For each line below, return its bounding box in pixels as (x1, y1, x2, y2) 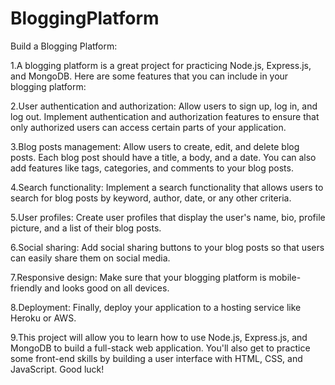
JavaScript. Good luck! (10, 363, 105, 375)
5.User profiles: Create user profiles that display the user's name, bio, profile (10, 211, 326, 223)
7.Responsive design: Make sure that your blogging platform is (10, 271, 267, 283)
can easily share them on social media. (10, 252, 171, 264)
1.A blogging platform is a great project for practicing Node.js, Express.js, (10, 59, 312, 71)
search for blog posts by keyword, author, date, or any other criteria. (10, 192, 292, 204)
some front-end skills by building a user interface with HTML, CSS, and (10, 352, 303, 364)
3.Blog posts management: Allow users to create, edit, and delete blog (10, 140, 300, 152)
